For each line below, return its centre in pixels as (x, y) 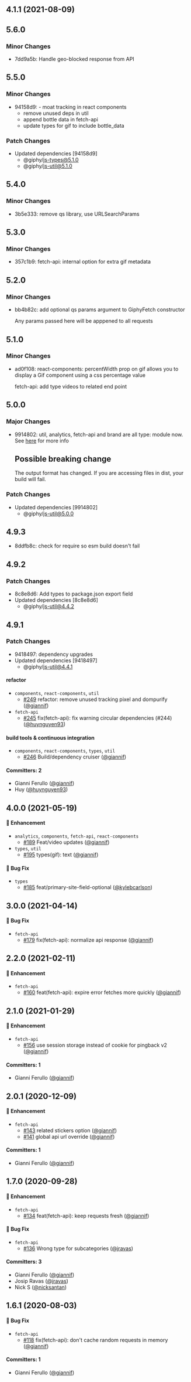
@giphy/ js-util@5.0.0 (48, 513)
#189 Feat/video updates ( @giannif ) (66, 842)
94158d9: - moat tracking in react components (70, 107)
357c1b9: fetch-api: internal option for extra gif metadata (82, 262)
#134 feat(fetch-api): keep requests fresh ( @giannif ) (86, 1216)
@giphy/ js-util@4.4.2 (48, 607)
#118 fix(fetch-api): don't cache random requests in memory (95, 1340)
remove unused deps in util (56, 113)
